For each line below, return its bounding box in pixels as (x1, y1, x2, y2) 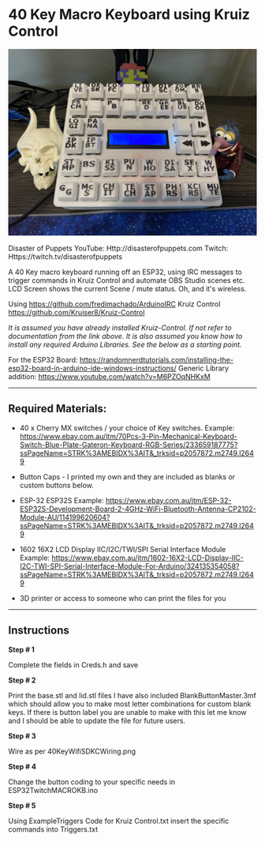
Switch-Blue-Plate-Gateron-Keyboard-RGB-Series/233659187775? (19, 440, 238, 449)
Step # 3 (8, 731, 37, 740)
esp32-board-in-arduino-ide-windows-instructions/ (8, 363, 177, 373)
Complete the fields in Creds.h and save (8, 660, 139, 669)
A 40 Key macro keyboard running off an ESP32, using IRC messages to (8, 267, 242, 276)
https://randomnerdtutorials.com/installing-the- (79, 355, 234, 364)
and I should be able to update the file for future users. (8, 716, 186, 725)
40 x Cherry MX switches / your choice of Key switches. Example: (19, 423, 235, 432)
